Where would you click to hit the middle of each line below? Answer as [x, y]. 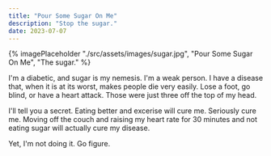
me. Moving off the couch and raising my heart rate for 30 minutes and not [133, 120]
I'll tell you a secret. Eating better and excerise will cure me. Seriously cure [132, 111]
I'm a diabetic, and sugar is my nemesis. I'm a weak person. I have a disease [136, 78]
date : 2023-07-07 [38, 31]
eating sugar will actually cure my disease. [79, 128]
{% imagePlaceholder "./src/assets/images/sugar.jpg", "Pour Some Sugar [131, 54]
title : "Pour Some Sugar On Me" [63, 16]
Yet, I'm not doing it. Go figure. [59, 144]
